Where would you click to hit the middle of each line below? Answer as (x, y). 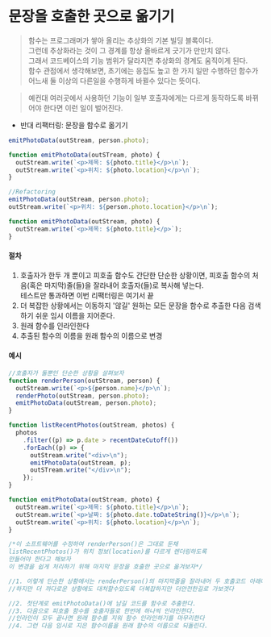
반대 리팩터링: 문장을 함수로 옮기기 (74, 125)
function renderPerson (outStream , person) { (84, 381)
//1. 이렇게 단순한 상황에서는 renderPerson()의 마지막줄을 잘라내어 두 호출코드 (127, 581)
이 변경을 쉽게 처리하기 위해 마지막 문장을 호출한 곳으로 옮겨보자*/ (106, 567)
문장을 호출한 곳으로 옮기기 (92, 17)
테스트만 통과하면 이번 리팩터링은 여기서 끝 (87, 295)
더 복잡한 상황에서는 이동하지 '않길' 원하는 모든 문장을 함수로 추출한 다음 (133, 305)
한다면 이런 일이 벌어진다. (83, 108)
